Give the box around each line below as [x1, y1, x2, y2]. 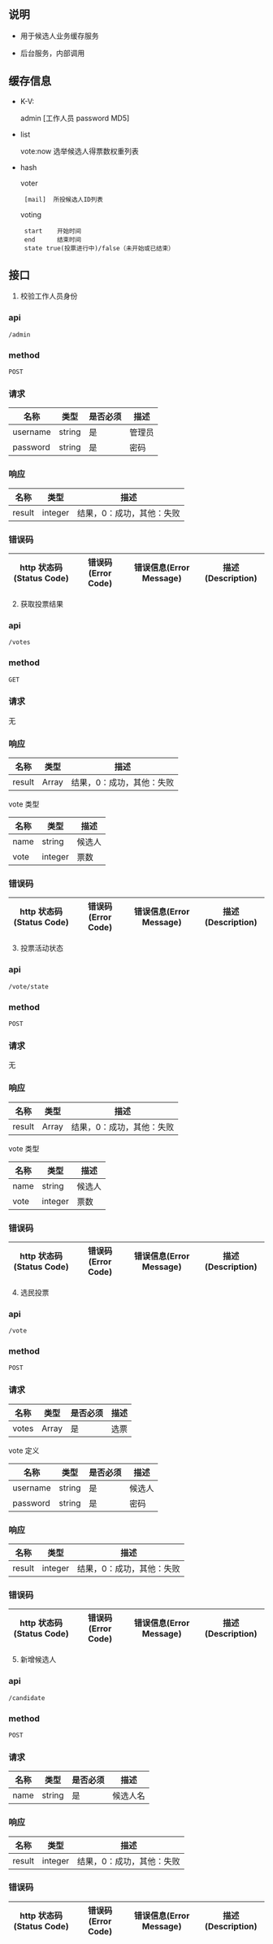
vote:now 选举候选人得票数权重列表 [19, 146, 140, 156]
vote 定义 [8, 1446, 40, 1455]
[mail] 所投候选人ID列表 [24, 195, 103, 203]
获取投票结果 [19, 598, 63, 608]
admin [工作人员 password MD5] [19, 113, 130, 123]
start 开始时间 [24, 227, 81, 235]
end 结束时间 [24, 235, 81, 244]
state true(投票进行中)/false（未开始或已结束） [24, 244, 175, 252]
